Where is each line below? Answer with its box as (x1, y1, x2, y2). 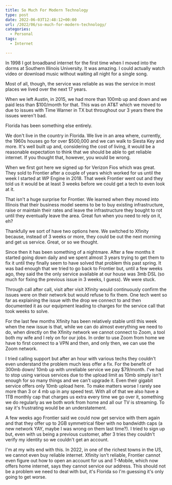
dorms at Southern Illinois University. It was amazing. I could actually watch (5, 65, 165, 71)
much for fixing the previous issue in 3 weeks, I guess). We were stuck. (5, 276, 156, 282)
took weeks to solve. (5, 308, 49, 314)
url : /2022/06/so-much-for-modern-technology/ (5, 22, 107, 27)
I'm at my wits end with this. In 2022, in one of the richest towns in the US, (5, 446, 163, 453)
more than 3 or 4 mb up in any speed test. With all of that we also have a (5, 388, 159, 394)
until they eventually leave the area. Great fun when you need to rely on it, (5, 212, 162, 219)
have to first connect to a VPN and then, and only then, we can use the (5, 340, 155, 346)
